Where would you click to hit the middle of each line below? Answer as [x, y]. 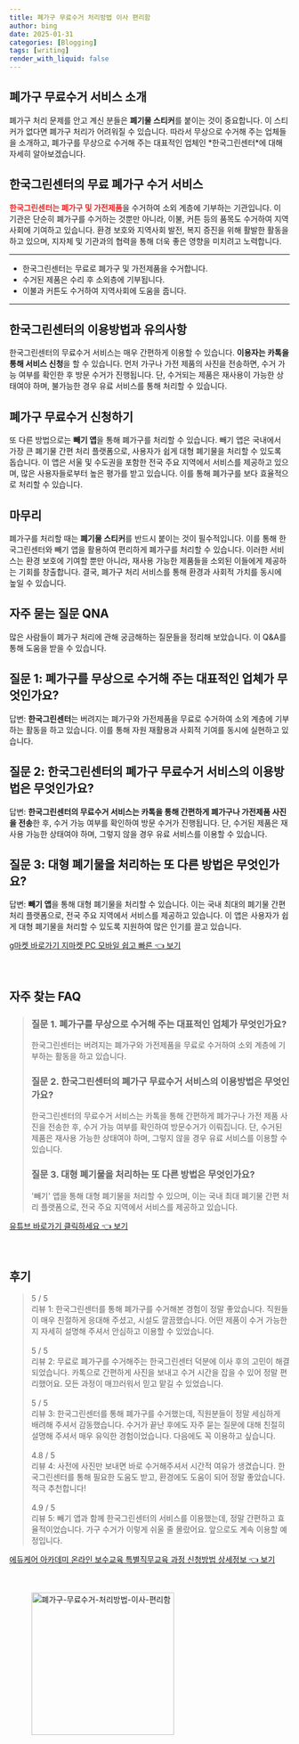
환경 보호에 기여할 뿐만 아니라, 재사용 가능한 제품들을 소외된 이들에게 [144, 561]
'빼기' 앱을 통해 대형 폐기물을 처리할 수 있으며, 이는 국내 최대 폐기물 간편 [155, 1195]
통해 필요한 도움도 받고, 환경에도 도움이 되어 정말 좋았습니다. [181, 1477]
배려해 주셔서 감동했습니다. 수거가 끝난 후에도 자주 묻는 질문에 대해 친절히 [158, 1425]
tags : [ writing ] [39, 51]
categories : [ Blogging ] [53, 42]
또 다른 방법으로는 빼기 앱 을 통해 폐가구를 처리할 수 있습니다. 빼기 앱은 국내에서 [145, 440]
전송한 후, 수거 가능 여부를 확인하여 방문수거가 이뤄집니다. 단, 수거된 [165, 1127]
